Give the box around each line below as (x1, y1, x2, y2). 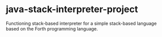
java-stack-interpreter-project (6, 4, 138, 15)
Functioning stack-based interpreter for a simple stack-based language (6, 20, 157, 26)
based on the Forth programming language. (6, 25, 98, 31)
